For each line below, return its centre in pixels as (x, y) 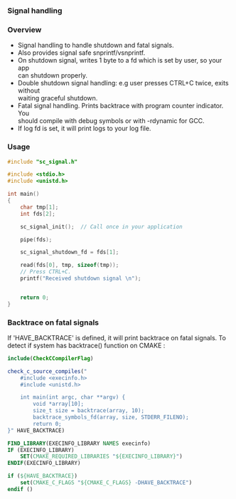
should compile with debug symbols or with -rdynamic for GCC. (111, 121)
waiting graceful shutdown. (58, 98)
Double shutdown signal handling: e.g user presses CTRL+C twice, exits (123, 83)
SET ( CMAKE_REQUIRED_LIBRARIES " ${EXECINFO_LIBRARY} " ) (101, 457)
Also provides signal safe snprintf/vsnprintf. (81, 53)
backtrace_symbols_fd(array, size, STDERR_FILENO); (111, 417)
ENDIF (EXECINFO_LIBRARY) (44, 463)
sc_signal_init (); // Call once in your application (101, 226)
